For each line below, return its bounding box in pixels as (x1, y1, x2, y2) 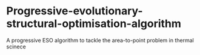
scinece (6, 43, 26, 50)
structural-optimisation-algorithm (6, 17, 182, 30)
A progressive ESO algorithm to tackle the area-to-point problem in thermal (6, 36, 194, 44)
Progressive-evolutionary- (6, 4, 144, 18)
